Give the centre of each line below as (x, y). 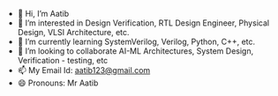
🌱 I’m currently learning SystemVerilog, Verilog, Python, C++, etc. (136, 41)
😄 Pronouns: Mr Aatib (58, 83)
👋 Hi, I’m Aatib (43, 14)
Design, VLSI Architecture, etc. (73, 32)
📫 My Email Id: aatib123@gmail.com (84, 70)
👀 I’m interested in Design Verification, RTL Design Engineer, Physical (143, 23)
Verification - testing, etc (63, 60)
